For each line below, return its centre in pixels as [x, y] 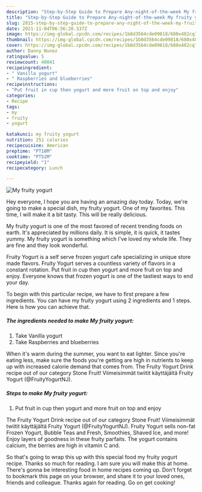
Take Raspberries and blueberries [57, 342]
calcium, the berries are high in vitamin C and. [63, 446]
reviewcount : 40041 [31, 62]
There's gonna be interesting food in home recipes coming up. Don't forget [99, 470]
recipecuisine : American [37, 145]
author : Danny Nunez [32, 51]
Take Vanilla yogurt [39, 336]
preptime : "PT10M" [29, 151]
